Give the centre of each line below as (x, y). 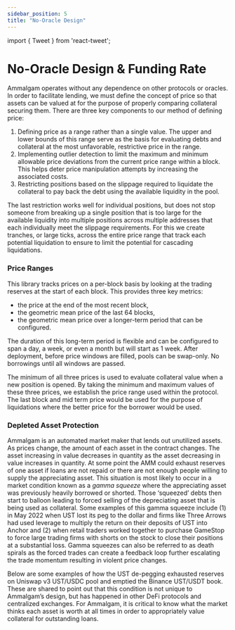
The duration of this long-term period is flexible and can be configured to (113, 341)
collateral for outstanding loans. (53, 619)
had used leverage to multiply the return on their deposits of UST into (108, 523)
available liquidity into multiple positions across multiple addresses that (110, 220)
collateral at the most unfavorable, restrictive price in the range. (109, 147)
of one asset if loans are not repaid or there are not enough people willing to (117, 471)
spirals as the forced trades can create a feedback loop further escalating (114, 553)
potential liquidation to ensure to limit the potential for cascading (100, 243)
